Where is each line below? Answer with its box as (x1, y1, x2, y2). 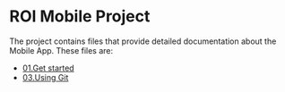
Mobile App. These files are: (9, 45, 114, 55)
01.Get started (22, 63, 74, 73)
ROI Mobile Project (9, 6, 151, 27)
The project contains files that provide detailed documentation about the (9, 36, 277, 46)
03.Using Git (22, 71, 69, 82)
